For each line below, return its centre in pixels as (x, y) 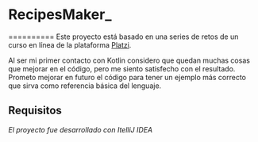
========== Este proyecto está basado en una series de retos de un (123, 36)
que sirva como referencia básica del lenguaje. (85, 86)
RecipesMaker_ (60, 15)
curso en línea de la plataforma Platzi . (70, 44)
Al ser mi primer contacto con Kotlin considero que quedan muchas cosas (129, 60)
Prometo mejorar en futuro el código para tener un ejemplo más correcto (127, 77)
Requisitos (35, 111)
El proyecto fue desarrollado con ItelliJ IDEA (81, 129)
